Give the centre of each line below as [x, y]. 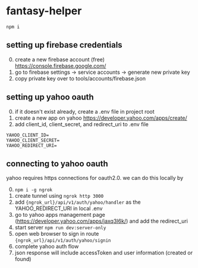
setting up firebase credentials [65, 45]
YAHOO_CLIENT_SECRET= [33, 140]
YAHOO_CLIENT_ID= [28, 135]
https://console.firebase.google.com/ [60, 66]
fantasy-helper [44, 11]
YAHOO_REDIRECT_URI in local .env [59, 208]
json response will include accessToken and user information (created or [104, 253]
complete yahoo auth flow [47, 247]
